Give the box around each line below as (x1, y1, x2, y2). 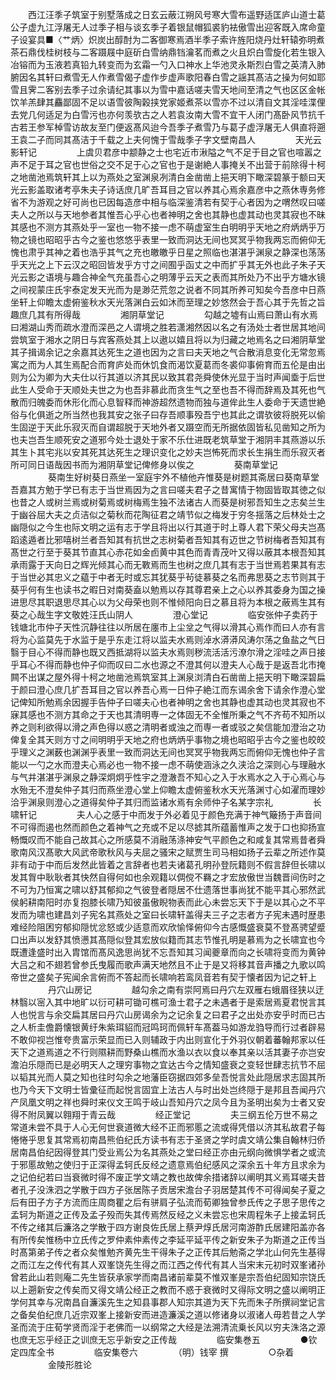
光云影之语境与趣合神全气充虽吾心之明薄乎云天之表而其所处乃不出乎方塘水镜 (10, 271, 326, 283)
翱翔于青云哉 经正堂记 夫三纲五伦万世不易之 (62, 1109, 318, 1120)
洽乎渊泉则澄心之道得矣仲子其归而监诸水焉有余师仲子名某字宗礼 (10, 796, 273, 808)
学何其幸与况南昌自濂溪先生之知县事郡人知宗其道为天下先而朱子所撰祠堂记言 (10, 1296, 326, 1308)
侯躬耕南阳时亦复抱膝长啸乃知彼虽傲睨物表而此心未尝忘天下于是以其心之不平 (10, 896, 326, 908)
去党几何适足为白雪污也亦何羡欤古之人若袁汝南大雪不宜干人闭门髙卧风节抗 (10, 109, 317, 120)
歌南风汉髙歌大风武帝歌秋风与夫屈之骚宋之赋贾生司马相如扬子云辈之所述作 (10, 846, 317, 858)
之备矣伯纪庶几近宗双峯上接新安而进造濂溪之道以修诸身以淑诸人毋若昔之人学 (10, 1309, 326, 1320)
